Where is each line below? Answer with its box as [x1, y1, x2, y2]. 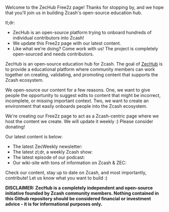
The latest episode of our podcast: [12, 155, 85, 160]
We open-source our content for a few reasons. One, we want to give [5, 87, 151, 93]
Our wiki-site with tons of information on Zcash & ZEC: [12, 160, 127, 166]
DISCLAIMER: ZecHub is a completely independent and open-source [5, 185, 153, 191]
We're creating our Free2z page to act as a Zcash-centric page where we [5, 113, 159, 119]
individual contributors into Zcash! [12, 35, 84, 41]
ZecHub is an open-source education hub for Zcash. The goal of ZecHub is [5, 61, 163, 67]
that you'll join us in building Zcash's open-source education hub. [5, 10, 143, 16]
